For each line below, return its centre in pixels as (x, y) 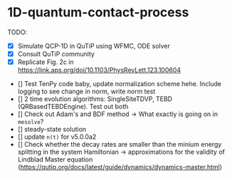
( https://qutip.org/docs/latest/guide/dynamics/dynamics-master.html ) (120, 167)
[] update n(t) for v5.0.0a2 (57, 137)
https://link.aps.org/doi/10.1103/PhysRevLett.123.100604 (99, 70)
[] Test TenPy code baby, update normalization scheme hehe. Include (120, 84)
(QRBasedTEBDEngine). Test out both (73, 107)
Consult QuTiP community (56, 54)
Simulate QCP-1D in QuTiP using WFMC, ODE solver (94, 46)
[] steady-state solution (52, 130)
